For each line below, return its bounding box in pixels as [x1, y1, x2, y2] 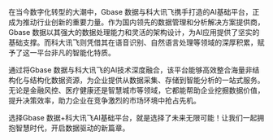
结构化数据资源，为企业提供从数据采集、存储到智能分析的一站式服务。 [29, 76, 265, 85]
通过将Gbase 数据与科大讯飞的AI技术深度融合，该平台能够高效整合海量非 [8, 65, 253, 75]
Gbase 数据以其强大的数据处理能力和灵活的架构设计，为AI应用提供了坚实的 [8, 28, 260, 37]
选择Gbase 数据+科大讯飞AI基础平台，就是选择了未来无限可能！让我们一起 [8, 113, 258, 122]
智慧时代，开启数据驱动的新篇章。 [15, 123, 130, 133]
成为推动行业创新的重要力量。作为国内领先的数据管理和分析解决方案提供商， [8, 17, 265, 27]
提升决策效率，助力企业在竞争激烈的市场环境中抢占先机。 [8, 96, 201, 105]
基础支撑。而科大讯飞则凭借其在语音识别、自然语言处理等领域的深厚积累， [8, 37, 258, 47]
